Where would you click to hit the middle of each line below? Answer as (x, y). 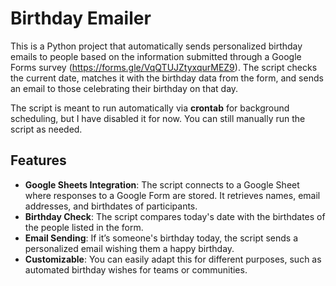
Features (38, 160)
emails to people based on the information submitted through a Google (156, 56)
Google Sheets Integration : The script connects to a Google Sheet (162, 184)
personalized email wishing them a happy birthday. (129, 248)
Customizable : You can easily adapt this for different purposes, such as (173, 259)
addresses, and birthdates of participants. (111, 206)
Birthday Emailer (81, 18)
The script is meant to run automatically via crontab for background (150, 108)
